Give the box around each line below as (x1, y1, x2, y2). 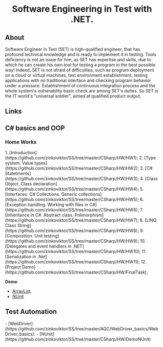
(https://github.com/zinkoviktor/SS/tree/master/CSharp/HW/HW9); (5, 238, 139, 244)
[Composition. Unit (5, 233, 43, 239)
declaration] (33, 181, 58, 187)
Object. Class (5, 181, 32, 187)
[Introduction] (9, 150, 37, 156)
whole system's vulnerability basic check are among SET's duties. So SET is (5, 88, 159, 93)
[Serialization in (5, 254, 37, 260)
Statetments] (5, 170, 31, 177)
